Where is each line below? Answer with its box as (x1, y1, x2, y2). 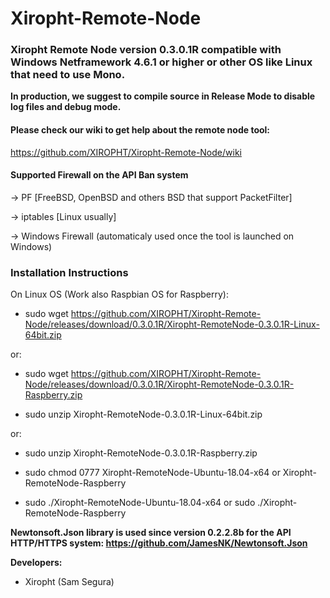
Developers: (10, 557, 63, 569)
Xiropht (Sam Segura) (24, 576, 115, 588)
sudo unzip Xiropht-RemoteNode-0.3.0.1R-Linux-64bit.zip (24, 408, 263, 421)
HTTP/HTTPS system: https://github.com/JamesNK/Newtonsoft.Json (10, 537, 308, 549)
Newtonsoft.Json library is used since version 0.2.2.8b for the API (10, 527, 292, 539)
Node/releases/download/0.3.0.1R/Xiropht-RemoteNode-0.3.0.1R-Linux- (24, 318, 320, 331)
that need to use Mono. (10, 68, 126, 82)
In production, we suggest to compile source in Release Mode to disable (10, 90, 316, 102)
